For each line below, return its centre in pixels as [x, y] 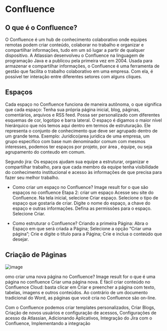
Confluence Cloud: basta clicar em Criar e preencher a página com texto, [80, 287]
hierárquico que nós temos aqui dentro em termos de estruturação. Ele [78, 125]
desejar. [20, 239]
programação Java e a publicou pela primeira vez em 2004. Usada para [79, 61]
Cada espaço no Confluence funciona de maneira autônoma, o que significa [83, 104]
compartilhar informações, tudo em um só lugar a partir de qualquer [75, 50]
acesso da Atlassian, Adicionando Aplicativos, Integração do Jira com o [79, 318]
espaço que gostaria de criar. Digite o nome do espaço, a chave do [81, 203]
